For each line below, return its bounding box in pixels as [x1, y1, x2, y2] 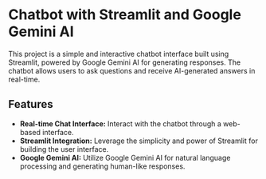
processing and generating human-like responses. [19, 161, 186, 171]
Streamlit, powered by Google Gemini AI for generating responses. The [8, 58, 241, 67]
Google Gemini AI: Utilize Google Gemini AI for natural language [19, 153, 231, 162]
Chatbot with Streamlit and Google [8, 6, 241, 24]
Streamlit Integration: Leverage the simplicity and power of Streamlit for [19, 136, 259, 145]
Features [8, 97, 53, 111]
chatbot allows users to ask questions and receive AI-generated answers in [8, 66, 256, 75]
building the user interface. [19, 144, 109, 153]
